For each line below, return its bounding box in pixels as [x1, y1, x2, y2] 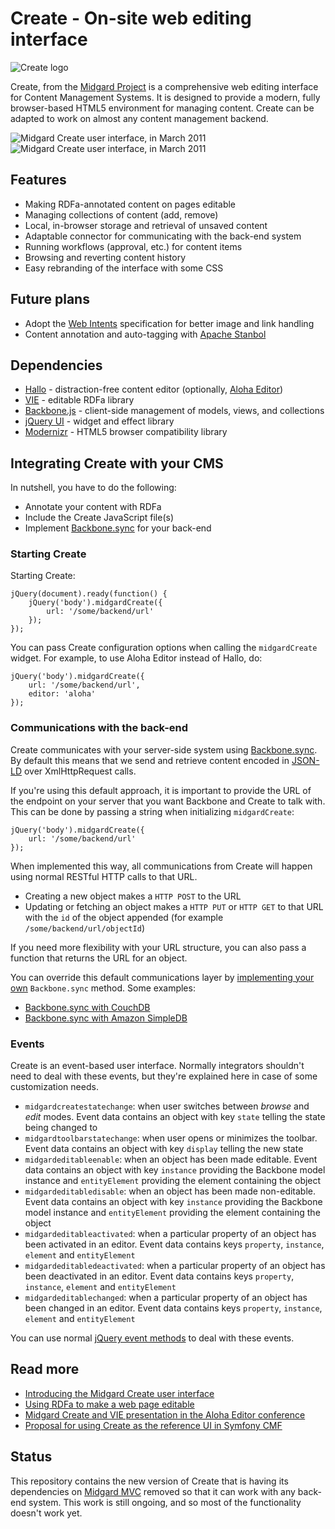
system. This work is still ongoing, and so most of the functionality [28, 1496, 302, 1508]
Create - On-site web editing [10, 7, 252, 30]
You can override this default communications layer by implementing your [10, 971, 315, 983]
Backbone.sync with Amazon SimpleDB [24, 1012, 188, 1024]
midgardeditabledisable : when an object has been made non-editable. [24, 1185, 317, 1197]
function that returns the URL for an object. [10, 952, 188, 964]
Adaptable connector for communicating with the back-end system [24, 230, 302, 242]
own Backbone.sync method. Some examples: [10, 982, 196, 994]
